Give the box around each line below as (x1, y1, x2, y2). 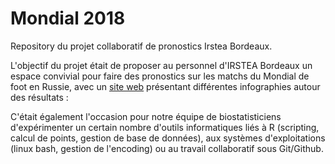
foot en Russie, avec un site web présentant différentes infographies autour (10, 80, 321, 92)
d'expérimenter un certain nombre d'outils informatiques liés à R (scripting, (10, 121, 320, 133)
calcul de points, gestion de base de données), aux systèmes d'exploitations (10, 132, 326, 144)
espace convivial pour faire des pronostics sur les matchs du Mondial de (10, 70, 310, 82)
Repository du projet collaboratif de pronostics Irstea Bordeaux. (10, 40, 273, 52)
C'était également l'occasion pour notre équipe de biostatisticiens (10, 110, 282, 122)
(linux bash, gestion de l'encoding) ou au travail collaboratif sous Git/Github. (10, 142, 324, 154)
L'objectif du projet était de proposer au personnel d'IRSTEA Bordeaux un (10, 59, 313, 71)
